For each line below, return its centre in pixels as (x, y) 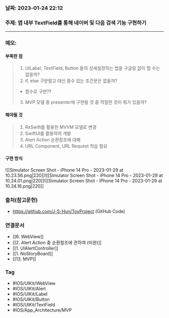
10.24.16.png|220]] (25, 186)
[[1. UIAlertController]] (35, 248)
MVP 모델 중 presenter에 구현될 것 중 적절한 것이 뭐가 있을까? (86, 102)
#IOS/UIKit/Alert (29, 288)
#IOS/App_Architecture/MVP (42, 310)
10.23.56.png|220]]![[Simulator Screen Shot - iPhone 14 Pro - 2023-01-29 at (84, 175)
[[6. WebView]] (28, 237)
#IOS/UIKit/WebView (34, 283)
